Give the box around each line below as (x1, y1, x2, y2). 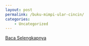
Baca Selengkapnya (5, 35, 47, 41)
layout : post (5, 7, 33, 12)
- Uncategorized (14, 21, 49, 26)
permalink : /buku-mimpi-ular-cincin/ (5, 12, 84, 17)
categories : (5, 16, 30, 21)
